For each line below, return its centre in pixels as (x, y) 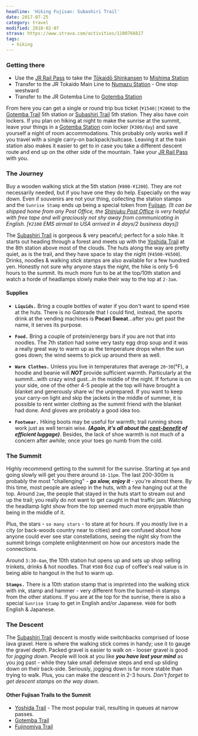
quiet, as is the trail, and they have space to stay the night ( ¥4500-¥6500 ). (94, 254)
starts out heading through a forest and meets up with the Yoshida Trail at (95, 242)
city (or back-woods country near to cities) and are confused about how (94, 530)
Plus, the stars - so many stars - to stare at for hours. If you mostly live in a (97, 524)
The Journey (25, 173)
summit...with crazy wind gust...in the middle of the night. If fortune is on (103, 379)
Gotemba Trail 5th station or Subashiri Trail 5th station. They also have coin (97, 114)
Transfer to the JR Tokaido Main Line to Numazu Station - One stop (96, 84)
